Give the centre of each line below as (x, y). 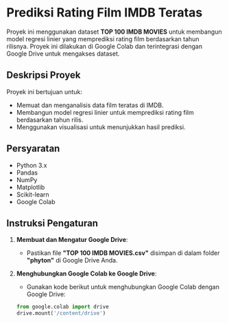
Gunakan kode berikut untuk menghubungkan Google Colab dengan (123, 287)
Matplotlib (31, 187)
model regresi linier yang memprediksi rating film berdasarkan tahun (103, 38)
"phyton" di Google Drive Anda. (72, 260)
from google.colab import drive (62, 307)
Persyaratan (33, 149)
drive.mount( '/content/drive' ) (61, 313)
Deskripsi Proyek (44, 75)
